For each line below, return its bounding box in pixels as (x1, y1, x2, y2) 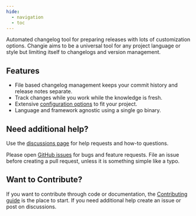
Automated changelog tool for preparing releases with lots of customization (6, 36, 191, 43)
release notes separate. (14, 88, 73, 95)
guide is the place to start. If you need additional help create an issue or (6, 196, 182, 204)
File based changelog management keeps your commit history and (14, 81, 178, 89)
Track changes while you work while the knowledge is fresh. (14, 94, 163, 101)
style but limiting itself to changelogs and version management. (6, 49, 161, 56)
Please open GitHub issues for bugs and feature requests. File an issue (6, 151, 179, 158)
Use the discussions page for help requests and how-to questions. (6, 140, 169, 147)
